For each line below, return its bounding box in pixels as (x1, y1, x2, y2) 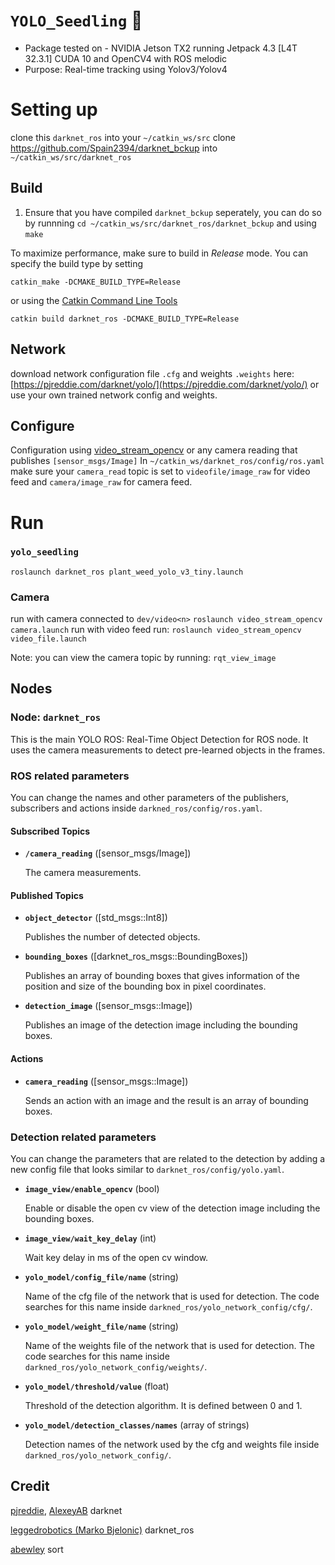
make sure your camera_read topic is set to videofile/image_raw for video (10, 465, 311, 478)
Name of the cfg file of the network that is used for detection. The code (24, 1290, 320, 1302)
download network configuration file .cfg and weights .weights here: (10, 367, 295, 379)
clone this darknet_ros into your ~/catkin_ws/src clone (10, 131, 236, 143)
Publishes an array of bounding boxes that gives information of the (24, 970, 300, 982)
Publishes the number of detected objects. (24, 931, 201, 943)
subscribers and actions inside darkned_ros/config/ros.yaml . (10, 802, 263, 814)
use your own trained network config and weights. (10, 389, 218, 401)
